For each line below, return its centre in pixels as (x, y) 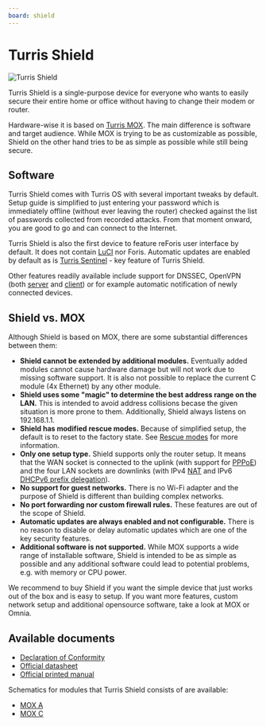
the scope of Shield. (52, 513)
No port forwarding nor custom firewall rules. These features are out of (139, 505)
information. (39, 446)
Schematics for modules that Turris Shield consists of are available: (118, 690)
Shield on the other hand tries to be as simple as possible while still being (128, 142)
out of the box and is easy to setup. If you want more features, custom (123, 596)
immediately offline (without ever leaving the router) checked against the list (133, 211)
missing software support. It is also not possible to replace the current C (138, 378)
